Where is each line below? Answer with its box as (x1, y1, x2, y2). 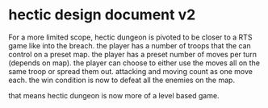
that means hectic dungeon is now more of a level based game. (8, 90, 220, 100)
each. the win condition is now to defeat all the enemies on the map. (8, 75, 236, 85)
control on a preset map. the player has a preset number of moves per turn (8, 49, 257, 59)
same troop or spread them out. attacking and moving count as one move (8, 66, 253, 76)
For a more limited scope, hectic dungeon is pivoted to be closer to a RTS (8, 32, 253, 42)
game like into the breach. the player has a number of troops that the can (8, 40, 252, 50)
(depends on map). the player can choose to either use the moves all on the (8, 58, 261, 68)
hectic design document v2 (8, 6, 196, 24)
